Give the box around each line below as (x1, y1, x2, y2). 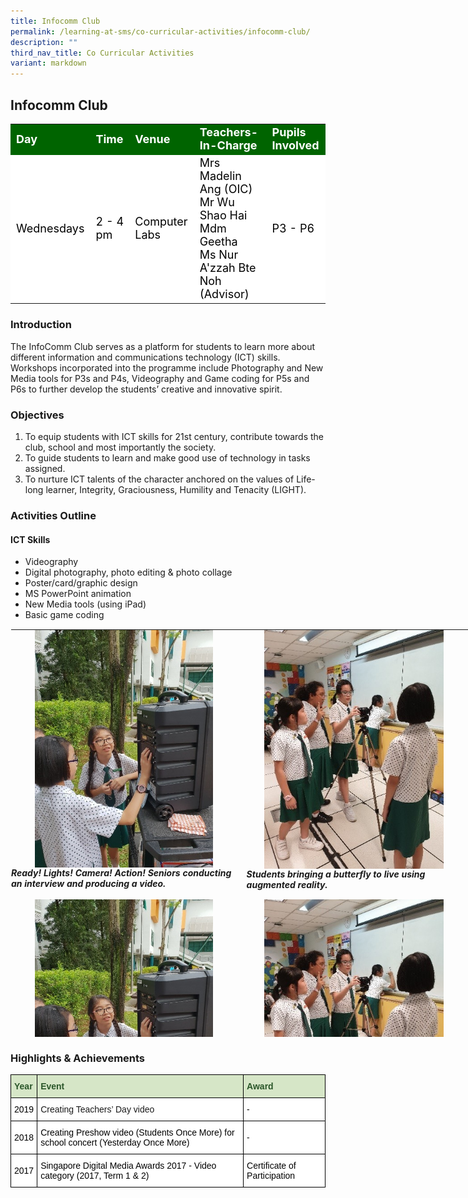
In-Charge (199, 138, 258, 153)
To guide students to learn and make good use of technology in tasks (24, 452, 311, 464)
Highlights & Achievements (10, 1051, 146, 1065)
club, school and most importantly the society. (24, 441, 217, 454)
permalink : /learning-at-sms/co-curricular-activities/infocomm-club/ (10, 26, 311, 37)
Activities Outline (10, 508, 97, 522)
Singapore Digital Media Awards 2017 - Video (40, 1160, 217, 1172)
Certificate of (246, 1160, 297, 1172)
